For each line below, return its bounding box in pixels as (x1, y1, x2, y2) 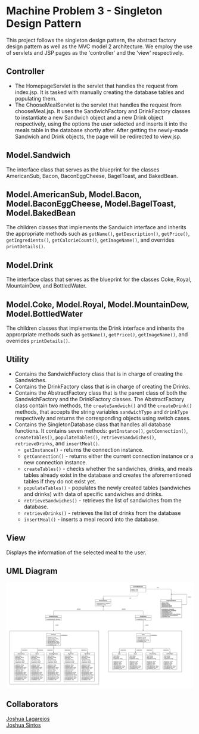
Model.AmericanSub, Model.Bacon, (6, 189, 142, 199)
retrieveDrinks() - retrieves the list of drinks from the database (23, 509, 181, 516)
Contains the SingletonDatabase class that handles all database (14, 421, 172, 428)
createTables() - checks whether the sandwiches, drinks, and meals (23, 465, 192, 472)
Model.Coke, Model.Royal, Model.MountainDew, (6, 299, 189, 310)
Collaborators (6, 699, 58, 710)
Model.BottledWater (6, 308, 83, 319)
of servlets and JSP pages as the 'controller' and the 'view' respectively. (6, 49, 184, 56)
